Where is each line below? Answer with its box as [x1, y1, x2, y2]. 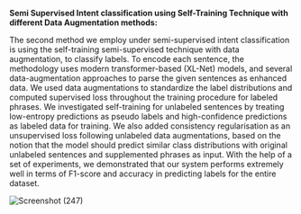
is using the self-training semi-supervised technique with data [9, 44, 241, 55]
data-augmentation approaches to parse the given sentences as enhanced [9, 73, 287, 84]
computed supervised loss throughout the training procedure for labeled [9, 92, 278, 103]
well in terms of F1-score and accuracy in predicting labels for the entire [9, 168, 277, 179]
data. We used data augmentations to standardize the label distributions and [9, 83, 293, 93]
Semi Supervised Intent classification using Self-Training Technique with [9, 8, 288, 18]
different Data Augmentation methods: [9, 17, 158, 28]
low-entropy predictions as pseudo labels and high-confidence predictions [9, 111, 287, 121]
